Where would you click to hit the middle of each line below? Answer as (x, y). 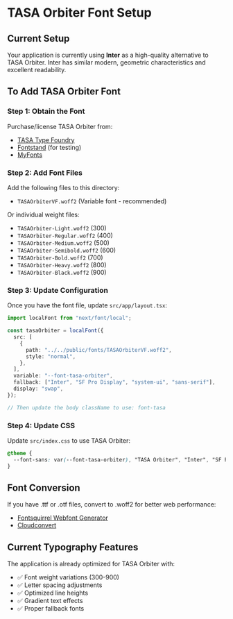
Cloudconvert (37, 525)
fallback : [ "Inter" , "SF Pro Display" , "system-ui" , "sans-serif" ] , (114, 382)
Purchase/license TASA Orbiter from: (60, 126)
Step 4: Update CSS (41, 425)
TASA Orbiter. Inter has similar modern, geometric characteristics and (106, 62)
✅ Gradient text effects (50, 601)
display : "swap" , (38, 389)
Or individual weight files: (43, 214)
